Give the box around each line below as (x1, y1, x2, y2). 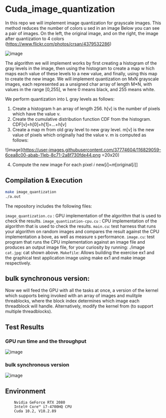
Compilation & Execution (5, 176, 83, 185)
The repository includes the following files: (5, 203, 93, 209)
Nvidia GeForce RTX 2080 (14, 400, 65, 405)
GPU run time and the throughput (5, 338, 87, 345)
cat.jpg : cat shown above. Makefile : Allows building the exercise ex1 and (5, 249, 155, 256)
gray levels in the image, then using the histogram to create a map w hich (5, 65, 155, 71)
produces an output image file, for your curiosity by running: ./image (5, 244, 145, 250)
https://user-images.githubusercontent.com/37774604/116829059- (23, 147, 162, 153)
